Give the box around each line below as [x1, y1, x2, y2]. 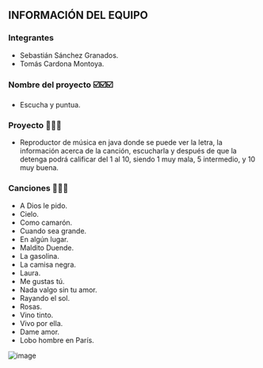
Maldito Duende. [19, 243, 74, 252]
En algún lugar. [19, 234, 69, 244]
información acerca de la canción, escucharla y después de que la [19, 146, 238, 156]
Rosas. [19, 302, 42, 311]
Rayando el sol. [19, 293, 70, 302]
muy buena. [19, 163, 59, 173]
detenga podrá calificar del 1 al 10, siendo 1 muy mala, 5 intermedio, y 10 [19, 154, 256, 164]
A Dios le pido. [19, 200, 68, 211]
